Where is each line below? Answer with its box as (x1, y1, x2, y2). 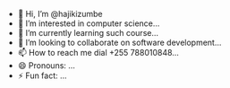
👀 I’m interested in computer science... (17, 18, 160, 29)
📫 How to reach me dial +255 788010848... (17, 48, 179, 57)
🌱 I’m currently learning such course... (17, 28, 159, 38)
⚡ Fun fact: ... (17, 70, 67, 81)
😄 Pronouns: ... (17, 60, 76, 71)
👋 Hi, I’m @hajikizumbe (17, 9, 103, 19)
